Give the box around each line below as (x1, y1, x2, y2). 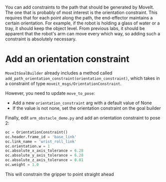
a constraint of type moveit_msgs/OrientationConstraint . (5, 80, 122, 86)
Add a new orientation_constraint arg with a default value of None (12, 100, 152, 106)
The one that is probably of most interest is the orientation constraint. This (5, 9, 158, 15)
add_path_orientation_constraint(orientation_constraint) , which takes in (5, 75, 161, 81)
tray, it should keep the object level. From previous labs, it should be (5, 25, 145, 31)
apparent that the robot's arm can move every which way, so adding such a (5, 31, 161, 36)
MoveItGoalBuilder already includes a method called (5, 70, 113, 76)
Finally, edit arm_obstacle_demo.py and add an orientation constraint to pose (5, 115, 161, 121)
